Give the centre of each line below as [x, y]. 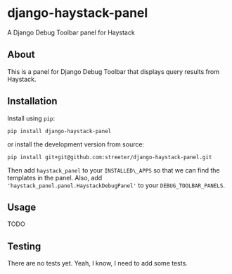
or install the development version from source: [76, 144]
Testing [24, 246]
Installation [32, 101]
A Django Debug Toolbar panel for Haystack [71, 32]
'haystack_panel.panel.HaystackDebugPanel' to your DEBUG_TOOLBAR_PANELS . [116, 185]
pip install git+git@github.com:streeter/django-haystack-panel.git [110, 157]
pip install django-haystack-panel [59, 131]
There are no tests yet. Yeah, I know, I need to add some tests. [97, 263]
